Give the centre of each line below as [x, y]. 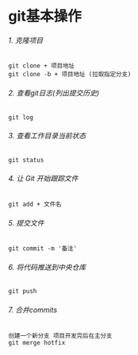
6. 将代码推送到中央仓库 [47, 267]
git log [21, 117]
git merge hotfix [37, 342]
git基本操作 [45, 16]
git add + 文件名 [35, 204]
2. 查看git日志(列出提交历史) [54, 93]
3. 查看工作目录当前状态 [47, 136]
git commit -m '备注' [43, 249]
